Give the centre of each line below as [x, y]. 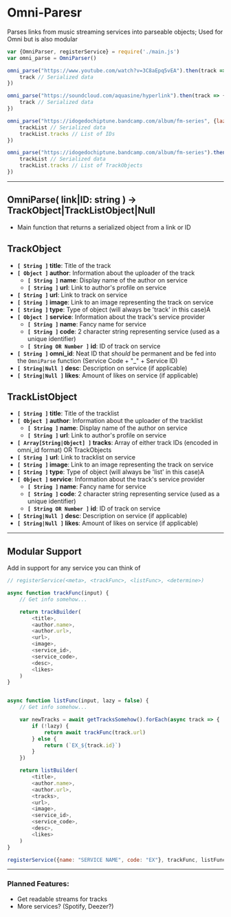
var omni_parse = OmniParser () [52, 58]
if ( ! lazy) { [51, 726]
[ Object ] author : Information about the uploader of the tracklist [110, 421]
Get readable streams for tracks [62, 899]
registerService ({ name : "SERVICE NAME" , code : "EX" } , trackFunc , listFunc [117, 860]
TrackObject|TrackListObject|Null [81, 210]
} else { [44, 739]
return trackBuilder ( [50, 612]
